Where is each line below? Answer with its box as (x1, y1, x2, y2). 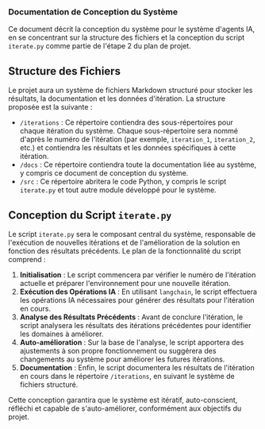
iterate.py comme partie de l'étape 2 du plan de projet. (8, 41, 192, 51)
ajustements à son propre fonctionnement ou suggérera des (19, 346, 217, 355)
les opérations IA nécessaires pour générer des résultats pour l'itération (19, 295, 255, 304)
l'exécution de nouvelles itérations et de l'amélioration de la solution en (8, 238, 240, 247)
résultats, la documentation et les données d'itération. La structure (8, 94, 226, 103)
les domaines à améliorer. (19, 329, 104, 338)
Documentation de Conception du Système (8, 6, 179, 17)
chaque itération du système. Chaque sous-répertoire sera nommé (19, 126, 238, 136)
